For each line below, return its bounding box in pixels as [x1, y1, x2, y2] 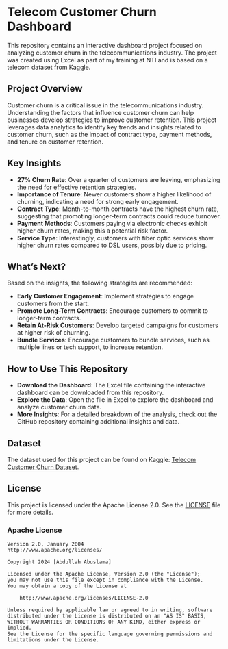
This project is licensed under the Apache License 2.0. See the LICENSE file [7, 500, 221, 509]
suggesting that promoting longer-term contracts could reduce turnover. [16, 212, 221, 220]
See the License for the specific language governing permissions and [7, 631, 213, 637]
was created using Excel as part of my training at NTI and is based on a [7, 55, 208, 64]
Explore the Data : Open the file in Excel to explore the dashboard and [16, 396, 214, 404]
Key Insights [7, 157, 62, 169]
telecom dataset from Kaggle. [7, 63, 91, 71]
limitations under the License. [7, 637, 99, 644]
